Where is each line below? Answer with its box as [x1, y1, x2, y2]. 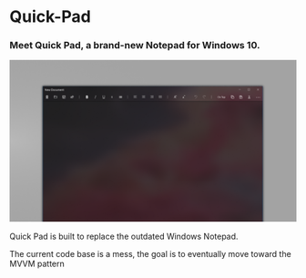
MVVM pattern [9, 258, 66, 269]
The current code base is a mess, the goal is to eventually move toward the [9, 248, 291, 259]
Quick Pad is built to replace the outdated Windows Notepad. [9, 231, 239, 242]
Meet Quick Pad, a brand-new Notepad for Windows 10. [9, 39, 260, 52]
